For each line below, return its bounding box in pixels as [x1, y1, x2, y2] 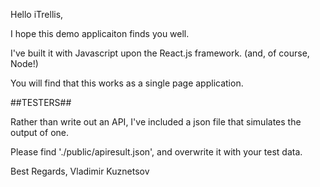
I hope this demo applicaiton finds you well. [10, 28, 190, 39]
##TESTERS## [10, 97, 72, 108]
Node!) [10, 58, 39, 69]
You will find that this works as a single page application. [10, 77, 244, 89]
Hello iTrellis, [10, 9, 64, 20]
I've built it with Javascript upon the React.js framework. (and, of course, [10, 47, 310, 59]
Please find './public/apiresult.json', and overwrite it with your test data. [10, 146, 303, 158]
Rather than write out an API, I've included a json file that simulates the [10, 116, 302, 128]
